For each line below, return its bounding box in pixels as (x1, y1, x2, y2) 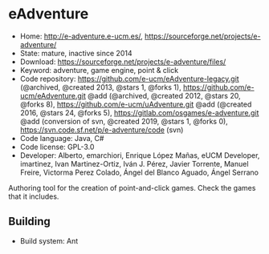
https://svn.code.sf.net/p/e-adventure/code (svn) (19, 125, 184, 135)
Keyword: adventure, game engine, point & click (19, 65, 179, 75)
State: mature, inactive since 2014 (19, 48, 132, 58)
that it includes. (8, 192, 59, 201)
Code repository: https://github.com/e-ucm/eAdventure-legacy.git (19, 74, 239, 83)
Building (8, 215, 51, 228)
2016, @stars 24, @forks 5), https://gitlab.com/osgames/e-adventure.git (19, 107, 259, 117)
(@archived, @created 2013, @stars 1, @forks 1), (19, 82, 182, 92)
